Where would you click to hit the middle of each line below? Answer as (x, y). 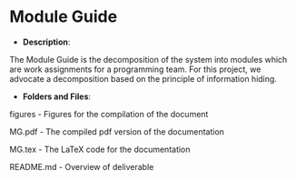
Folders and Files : (57, 96)
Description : (46, 42)
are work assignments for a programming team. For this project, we (135, 69)
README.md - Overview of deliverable (82, 166)
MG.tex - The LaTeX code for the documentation (100, 149)
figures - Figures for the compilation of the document (109, 114)
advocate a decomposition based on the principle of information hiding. (143, 78)
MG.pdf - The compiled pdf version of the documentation (117, 131)
